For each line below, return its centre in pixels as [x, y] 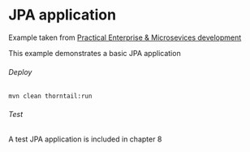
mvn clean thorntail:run [50, 96]
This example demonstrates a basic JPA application [95, 53]
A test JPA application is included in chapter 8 [85, 139]
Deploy [20, 72]
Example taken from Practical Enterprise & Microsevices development [125, 37]
